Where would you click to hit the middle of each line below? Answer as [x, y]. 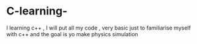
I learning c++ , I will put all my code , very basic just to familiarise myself [98, 28]
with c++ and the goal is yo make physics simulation [72, 34]
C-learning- [37, 11]
